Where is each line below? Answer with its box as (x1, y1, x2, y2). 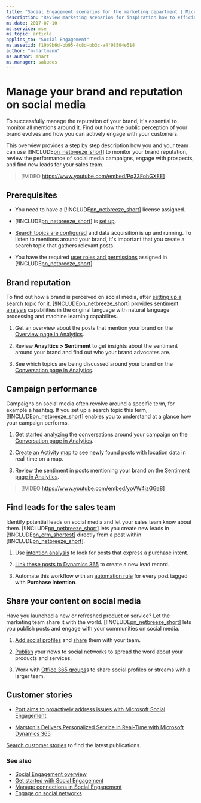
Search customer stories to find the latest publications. (6, 742, 142, 749)
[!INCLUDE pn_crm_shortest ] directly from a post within (6, 531, 142, 538)
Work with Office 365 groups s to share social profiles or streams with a (14, 666, 191, 673)
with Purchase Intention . (14, 578, 77, 586)
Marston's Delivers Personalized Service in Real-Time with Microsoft (14, 724, 184, 731)
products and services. (14, 654, 72, 661)
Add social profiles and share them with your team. (14, 636, 141, 643)
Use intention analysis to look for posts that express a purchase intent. (14, 549, 189, 556)
